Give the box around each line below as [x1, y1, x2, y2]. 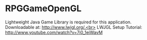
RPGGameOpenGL [5, 3, 82, 14]
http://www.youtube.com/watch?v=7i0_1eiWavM [5, 29, 103, 35]
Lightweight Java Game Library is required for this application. [5, 19, 132, 25]
